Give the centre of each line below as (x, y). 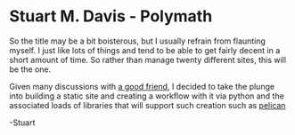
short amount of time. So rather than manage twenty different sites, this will (148, 60)
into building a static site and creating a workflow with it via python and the (147, 96)
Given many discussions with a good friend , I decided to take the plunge (142, 86)
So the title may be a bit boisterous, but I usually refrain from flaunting (137, 41)
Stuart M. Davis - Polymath (111, 16)
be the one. (30, 69)
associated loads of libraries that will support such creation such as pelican (147, 105)
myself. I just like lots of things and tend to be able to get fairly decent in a (145, 50)
